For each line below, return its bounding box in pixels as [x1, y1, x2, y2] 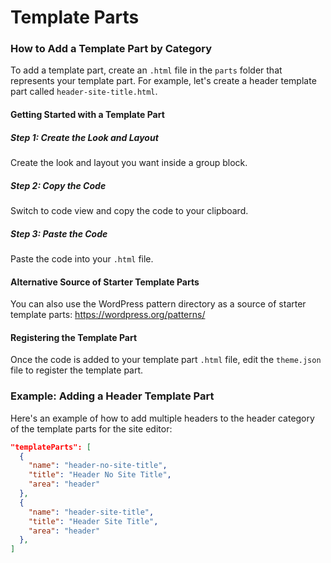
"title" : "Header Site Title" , [28, 516, 159, 526]
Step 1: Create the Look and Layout [10, 131, 159, 143]
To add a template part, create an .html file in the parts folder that [10, 64, 283, 76]
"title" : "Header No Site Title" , [28, 470, 172, 480]
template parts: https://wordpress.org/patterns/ [10, 309, 206, 321]
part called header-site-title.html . [10, 86, 158, 98]
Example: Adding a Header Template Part [10, 389, 215, 403]
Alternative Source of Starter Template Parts [10, 276, 200, 288]
